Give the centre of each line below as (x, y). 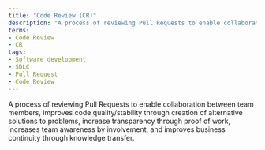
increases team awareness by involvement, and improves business (117, 129)
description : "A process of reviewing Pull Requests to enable (114, 23)
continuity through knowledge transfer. (71, 137)
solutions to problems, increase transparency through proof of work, (119, 121)
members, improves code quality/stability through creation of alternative (125, 112)
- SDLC (19, 67)
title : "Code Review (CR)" (52, 15)
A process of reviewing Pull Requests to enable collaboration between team (131, 104)
